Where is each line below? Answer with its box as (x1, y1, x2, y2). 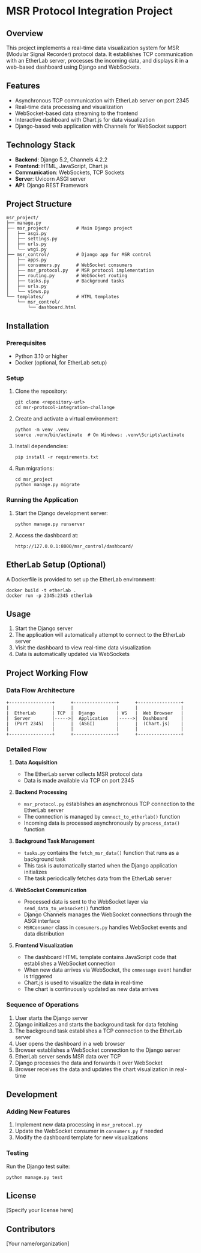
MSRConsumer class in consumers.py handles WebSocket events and (23, 923, 187, 931)
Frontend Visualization (14, 942, 73, 949)
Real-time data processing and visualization (14, 103, 124, 110)
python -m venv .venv (14, 427, 69, 433)
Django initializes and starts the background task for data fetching (14, 1020, 178, 1028)
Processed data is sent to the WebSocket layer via (23, 898, 148, 905)
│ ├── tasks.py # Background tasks (6, 278, 125, 284)
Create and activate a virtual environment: (14, 415, 119, 422)
